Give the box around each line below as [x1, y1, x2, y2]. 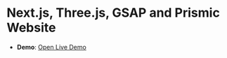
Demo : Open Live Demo [16, 43, 87, 51]
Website [6, 20, 56, 36]
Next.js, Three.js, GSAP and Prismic [6, 5, 221, 21]
